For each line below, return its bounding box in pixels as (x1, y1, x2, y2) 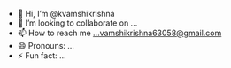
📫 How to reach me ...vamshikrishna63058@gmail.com (17, 27, 222, 38)
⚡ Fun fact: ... (17, 50, 66, 61)
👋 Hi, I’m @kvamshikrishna (17, 9, 115, 19)
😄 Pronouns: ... (17, 41, 75, 50)
